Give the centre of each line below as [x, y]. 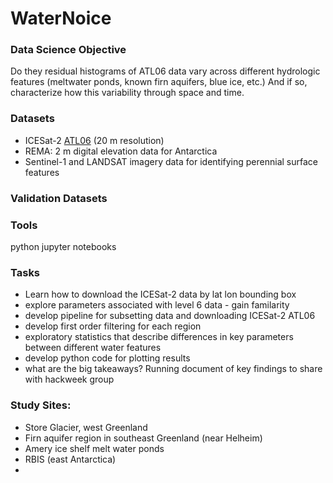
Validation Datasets [59, 198]
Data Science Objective [68, 50]
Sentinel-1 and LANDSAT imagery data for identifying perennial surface [171, 161]
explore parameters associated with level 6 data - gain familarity [157, 305]
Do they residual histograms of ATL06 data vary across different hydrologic [165, 71]
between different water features [93, 348]
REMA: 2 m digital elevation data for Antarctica [121, 151]
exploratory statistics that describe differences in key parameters [159, 337]
